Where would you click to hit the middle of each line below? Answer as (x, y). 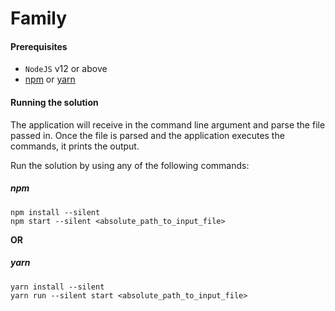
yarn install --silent (57, 287)
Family (39, 18)
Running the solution (54, 102)
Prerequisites (39, 46)
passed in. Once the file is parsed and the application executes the (147, 135)
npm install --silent (55, 212)
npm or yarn (50, 79)
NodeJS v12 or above (66, 69)
